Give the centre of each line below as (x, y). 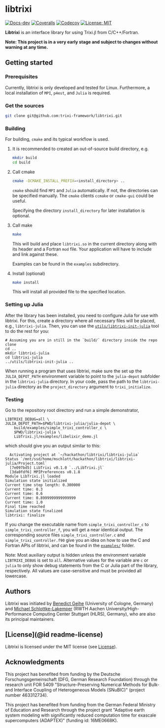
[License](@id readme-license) (54, 635)
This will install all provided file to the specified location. (69, 292)
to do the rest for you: (27, 331)
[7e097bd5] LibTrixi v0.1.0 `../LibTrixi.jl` (57, 468)
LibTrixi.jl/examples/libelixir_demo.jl (56, 437)
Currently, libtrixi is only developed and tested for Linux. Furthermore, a (78, 87)
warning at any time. (27, 47)
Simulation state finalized (34, 511)
